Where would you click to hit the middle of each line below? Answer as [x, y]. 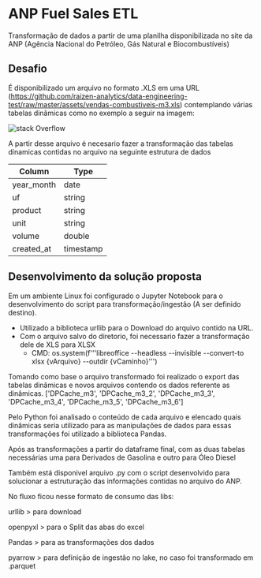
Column [34, 171]
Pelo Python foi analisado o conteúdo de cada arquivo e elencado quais [125, 417]
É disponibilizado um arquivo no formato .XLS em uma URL [104, 88]
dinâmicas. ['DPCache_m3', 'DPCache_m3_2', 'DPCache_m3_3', [112, 393]
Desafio [28, 69]
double [76, 236]
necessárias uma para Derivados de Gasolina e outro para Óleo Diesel [122, 457]
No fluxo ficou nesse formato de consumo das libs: [91, 496]
